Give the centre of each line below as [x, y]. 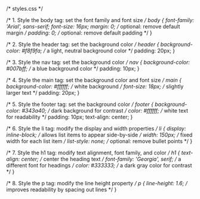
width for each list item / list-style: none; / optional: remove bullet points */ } [99, 141]
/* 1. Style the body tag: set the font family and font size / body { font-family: [100, 20]
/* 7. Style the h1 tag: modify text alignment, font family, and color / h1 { [93, 153]
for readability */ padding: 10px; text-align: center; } [70, 117]
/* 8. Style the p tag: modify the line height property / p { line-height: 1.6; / [97, 183]
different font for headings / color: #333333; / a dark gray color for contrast [99, 165]
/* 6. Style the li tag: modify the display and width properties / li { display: [96, 128]
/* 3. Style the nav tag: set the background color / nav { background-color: [98, 62]
